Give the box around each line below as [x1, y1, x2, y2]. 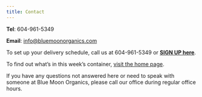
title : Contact [6, 8, 45, 15]
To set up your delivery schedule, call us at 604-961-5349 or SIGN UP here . [6, 49, 196, 56]
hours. [6, 85, 22, 92]
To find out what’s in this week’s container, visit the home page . [6, 60, 165, 67]
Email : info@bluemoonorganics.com [6, 37, 97, 44]
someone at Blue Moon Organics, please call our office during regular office [6, 78, 196, 86]
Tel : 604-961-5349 [6, 25, 55, 33]
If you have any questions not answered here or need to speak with [6, 72, 175, 79]
